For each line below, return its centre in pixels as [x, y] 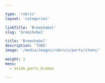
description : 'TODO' [26, 46]
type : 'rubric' [21, 14]
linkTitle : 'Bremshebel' [31, 28]
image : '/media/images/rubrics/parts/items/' [53, 50]
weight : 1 [15, 59]
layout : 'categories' [27, 19]
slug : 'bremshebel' [25, 32]
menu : [11, 64]
